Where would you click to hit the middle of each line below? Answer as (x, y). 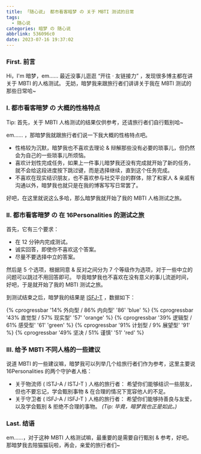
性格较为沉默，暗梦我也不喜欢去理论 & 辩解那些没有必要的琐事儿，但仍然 (105, 148)
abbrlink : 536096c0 (31, 34)
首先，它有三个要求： (32, 229)
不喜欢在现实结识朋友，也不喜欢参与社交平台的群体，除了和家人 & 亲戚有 (105, 178)
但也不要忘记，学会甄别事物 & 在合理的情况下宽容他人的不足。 (92, 392)
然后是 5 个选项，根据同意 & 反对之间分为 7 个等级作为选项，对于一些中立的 (100, 269)
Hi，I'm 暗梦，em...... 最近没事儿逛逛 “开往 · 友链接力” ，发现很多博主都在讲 (100, 76)
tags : (13, 17)
